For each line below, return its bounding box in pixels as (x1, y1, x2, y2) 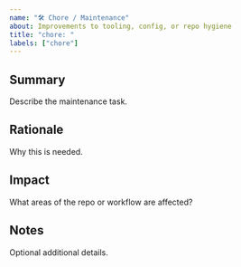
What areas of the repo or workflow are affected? (9, 196, 193, 207)
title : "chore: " (9, 30, 75, 39)
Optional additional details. (9, 246, 108, 258)
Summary (9, 72, 66, 87)
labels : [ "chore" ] (9, 38, 79, 48)
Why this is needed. (9, 146, 83, 157)
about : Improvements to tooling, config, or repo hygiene (9, 22, 232, 31)
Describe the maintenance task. (9, 96, 128, 107)
